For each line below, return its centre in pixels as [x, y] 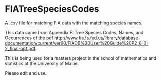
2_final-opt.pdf [20, 48]
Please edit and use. [26, 73]
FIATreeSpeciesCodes [52, 9]
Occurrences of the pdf [29, 38]
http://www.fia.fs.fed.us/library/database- [97, 38]
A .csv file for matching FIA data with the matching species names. [74, 23]
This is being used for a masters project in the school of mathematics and [81, 58]
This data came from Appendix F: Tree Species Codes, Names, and [74, 32]
